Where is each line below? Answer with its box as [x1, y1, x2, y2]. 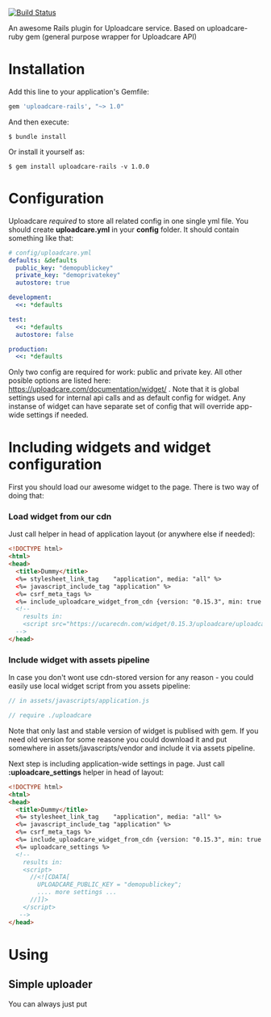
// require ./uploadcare [8, 712, 92, 720]
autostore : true [15, 279, 70, 287]
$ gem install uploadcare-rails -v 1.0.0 [8, 162, 150, 170]
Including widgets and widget [8, 439, 211, 456]
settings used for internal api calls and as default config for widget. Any [8, 393, 246, 403]
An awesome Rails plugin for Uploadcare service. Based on [8, 23, 206, 32]
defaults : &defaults [8, 256, 78, 264]
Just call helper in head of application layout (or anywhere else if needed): [8, 529, 256, 539]
